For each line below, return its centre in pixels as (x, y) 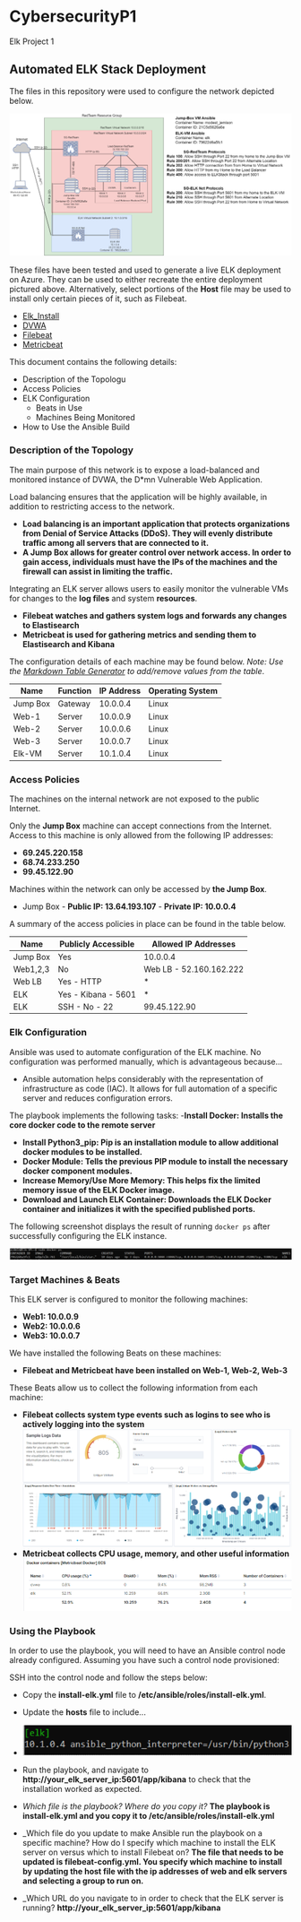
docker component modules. (77, 1171)
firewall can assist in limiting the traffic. (97, 571)
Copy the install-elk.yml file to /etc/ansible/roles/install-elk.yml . (144, 1695)
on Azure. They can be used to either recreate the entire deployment (136, 280)
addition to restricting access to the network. (92, 506)
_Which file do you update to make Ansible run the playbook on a (142, 1833)
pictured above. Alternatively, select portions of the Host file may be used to (150, 290)
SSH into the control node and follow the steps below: (108, 1677)
